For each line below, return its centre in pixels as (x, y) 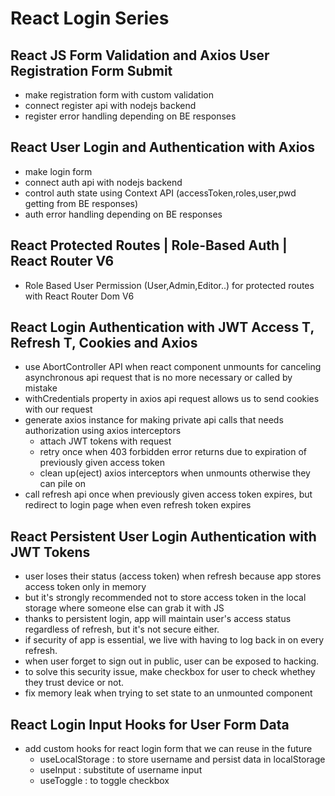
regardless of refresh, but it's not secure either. (122, 629)
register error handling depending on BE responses (130, 116)
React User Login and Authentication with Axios (162, 147)
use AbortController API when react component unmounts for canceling (173, 367)
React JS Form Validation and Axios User (140, 55)
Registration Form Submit (91, 70)
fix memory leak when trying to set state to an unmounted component (168, 693)
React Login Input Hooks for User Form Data (150, 724)
